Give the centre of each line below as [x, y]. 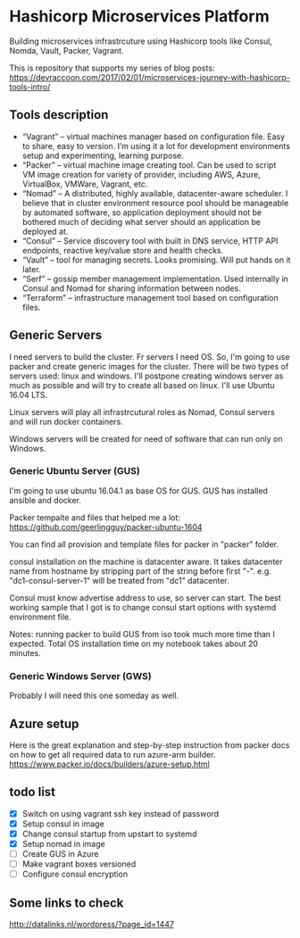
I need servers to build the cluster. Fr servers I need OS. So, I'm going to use [150, 357]
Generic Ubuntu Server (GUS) [75, 471]
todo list [33, 792]
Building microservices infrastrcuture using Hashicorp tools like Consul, [141, 41]
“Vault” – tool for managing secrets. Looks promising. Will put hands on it [156, 260]
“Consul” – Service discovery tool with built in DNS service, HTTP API [150, 241]
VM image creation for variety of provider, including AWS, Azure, [141, 174]
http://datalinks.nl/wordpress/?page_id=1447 [92, 925]
